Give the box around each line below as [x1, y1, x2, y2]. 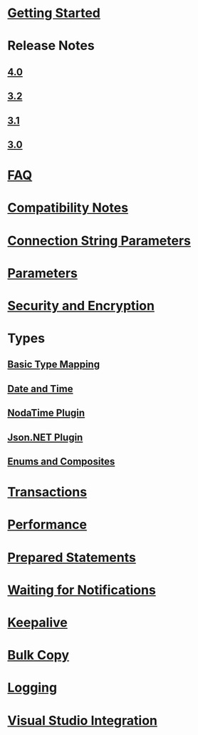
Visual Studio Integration [7, 712, 158, 729]
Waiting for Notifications [7, 582, 157, 598]
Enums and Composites [7, 456, 115, 468]
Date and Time [7, 383, 73, 395]
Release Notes [7, 38, 95, 54]
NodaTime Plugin [7, 407, 85, 419]
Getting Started [7, 5, 101, 21]
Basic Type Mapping [7, 359, 100, 371]
